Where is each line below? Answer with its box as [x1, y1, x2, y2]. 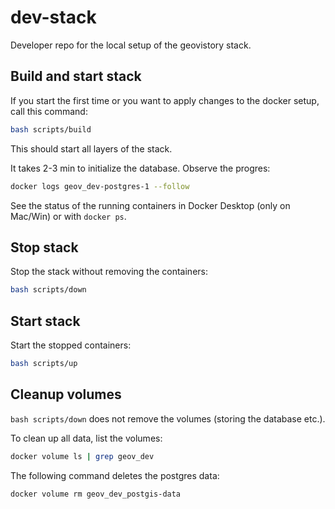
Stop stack [10, 239, 79, 256]
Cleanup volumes [10, 386, 122, 403]
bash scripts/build [10, 124, 92, 135]
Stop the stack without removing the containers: [10, 266, 208, 278]
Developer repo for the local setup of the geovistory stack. [10, 39, 252, 51]
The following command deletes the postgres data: [10, 469, 220, 481]
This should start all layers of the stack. [10, 142, 173, 155]
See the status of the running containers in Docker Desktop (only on [10, 199, 291, 211]
